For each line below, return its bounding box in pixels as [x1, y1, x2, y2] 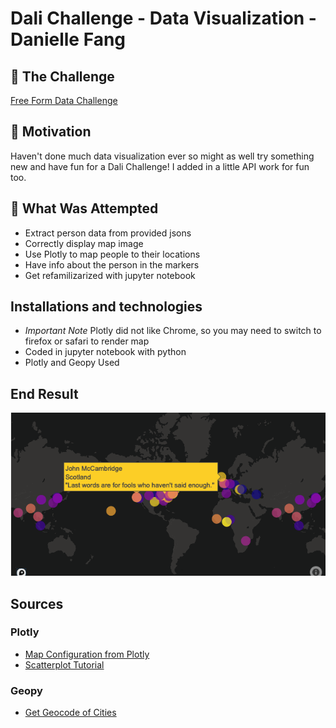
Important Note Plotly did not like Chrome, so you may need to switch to [24, 325, 322, 337]
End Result [10, 385, 79, 402]
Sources [10, 595, 64, 612]
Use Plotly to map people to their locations [24, 248, 201, 260]
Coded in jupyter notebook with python [24, 346, 187, 358]
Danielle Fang [10, 28, 127, 51]
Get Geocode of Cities [24, 707, 117, 719]
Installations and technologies [10, 298, 203, 316]
